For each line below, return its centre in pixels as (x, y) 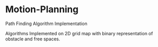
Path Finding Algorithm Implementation (47, 24)
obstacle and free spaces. (33, 39)
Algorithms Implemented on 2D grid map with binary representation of (79, 33)
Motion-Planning (42, 9)
